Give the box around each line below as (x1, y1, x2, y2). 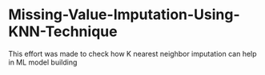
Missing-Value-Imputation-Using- (8, 6, 240, 24)
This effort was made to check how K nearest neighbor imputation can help (8, 49, 258, 58)
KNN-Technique (8, 22, 118, 41)
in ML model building (8, 57, 78, 67)
